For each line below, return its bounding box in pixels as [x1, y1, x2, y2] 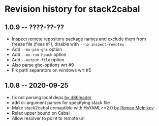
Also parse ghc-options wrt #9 [11, 62, 74, 68]
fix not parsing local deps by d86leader [11, 94, 92, 100]
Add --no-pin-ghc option [11, 47, 62, 52]
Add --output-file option [11, 57, 64, 62]
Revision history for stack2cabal [4, 3, 140, 15]
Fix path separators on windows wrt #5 [11, 67, 92, 73]
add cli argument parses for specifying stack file [11, 100, 110, 105]
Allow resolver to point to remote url [11, 115, 85, 121]
